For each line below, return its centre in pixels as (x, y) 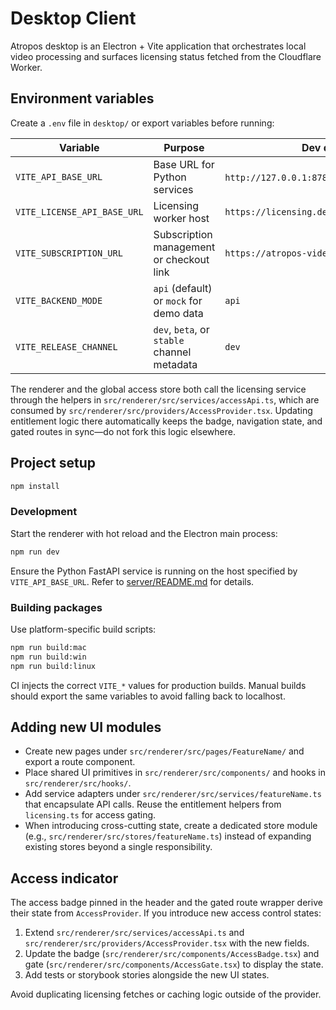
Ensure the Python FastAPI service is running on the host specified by (154, 571)
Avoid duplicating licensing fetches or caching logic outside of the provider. (166, 994)
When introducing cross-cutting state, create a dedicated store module (171, 826)
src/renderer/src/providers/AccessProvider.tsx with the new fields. (167, 943)
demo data (178, 313)
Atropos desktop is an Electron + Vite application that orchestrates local (158, 46)
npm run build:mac (48, 647)
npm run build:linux (53, 666)
